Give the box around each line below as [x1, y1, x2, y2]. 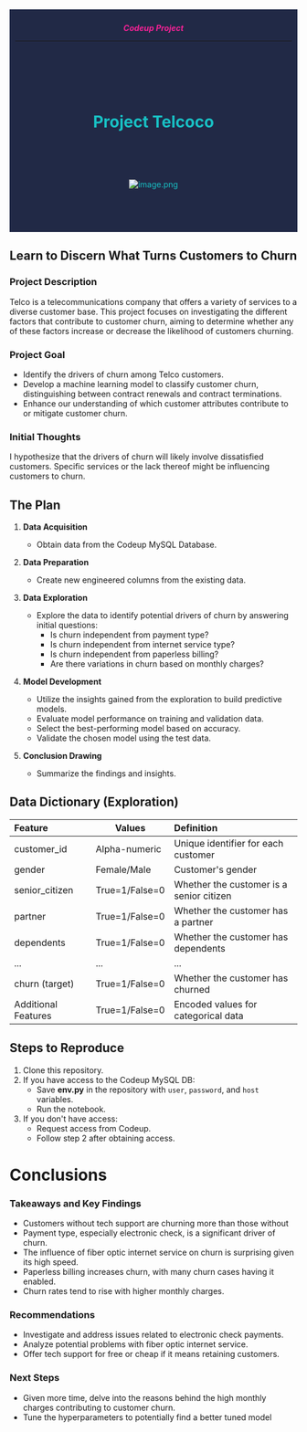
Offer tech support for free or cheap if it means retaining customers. [22, 1349, 281, 1360]
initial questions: [36, 620, 99, 631]
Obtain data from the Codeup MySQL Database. [36, 539, 217, 551]
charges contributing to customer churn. [22, 1402, 175, 1413]
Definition [173, 821, 218, 834]
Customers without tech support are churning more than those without [22, 1218, 290, 1229]
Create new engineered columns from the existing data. [36, 574, 247, 585]
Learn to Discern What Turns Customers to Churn [9, 248, 298, 264]
